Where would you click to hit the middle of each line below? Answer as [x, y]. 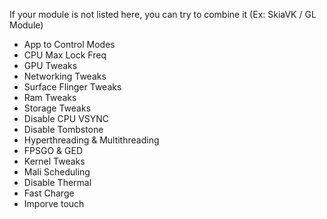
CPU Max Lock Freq [65, 55]
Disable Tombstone [63, 129]
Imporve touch [54, 203]
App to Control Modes [69, 44]
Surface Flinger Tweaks [72, 87]
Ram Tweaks [50, 97]
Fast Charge [49, 193]
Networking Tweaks [65, 76]
